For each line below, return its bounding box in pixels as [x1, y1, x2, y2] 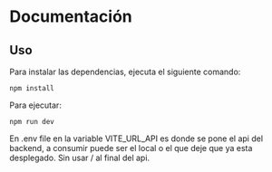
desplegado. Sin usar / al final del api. [9, 152, 151, 163]
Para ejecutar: [9, 100, 62, 110]
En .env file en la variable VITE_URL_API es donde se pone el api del [9, 133, 264, 144]
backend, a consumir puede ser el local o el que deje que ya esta [9, 143, 253, 153]
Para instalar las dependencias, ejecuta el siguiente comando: [9, 66, 241, 77]
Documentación [9, 6, 133, 27]
